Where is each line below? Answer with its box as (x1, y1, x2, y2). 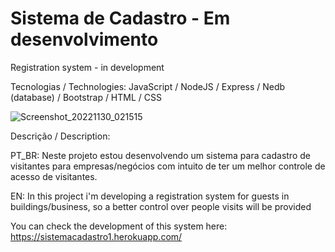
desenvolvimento (10, 28, 159, 51)
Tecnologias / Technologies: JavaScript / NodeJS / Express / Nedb (10, 80, 286, 92)
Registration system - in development (10, 61, 165, 73)
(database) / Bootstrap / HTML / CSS (10, 91, 162, 103)
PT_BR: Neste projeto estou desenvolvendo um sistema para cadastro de (10, 149, 311, 161)
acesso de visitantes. (10, 170, 98, 182)
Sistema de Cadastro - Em (10, 7, 231, 30)
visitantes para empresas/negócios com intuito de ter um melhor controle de (10, 160, 326, 172)
